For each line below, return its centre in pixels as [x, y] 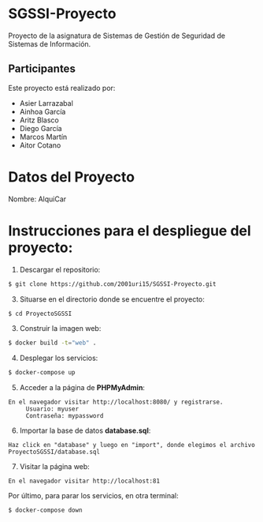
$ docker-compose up [42, 373]
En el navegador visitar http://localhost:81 [84, 481]
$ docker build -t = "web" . [52, 343]
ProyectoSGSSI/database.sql [54, 452]
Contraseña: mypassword [65, 416]
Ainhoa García [43, 111]
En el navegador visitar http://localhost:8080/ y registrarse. [116, 402]
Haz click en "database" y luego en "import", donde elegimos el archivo [132, 445]
